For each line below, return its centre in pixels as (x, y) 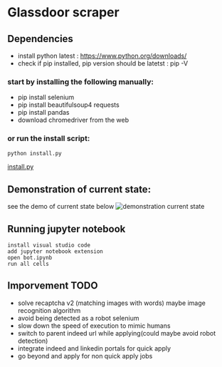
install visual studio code (49, 245)
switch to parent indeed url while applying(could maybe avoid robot (116, 333)
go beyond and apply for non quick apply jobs (85, 356)
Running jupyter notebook (67, 229)
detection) (33, 341)
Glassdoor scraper (63, 12)
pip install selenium (46, 98)
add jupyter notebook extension (55, 252)
